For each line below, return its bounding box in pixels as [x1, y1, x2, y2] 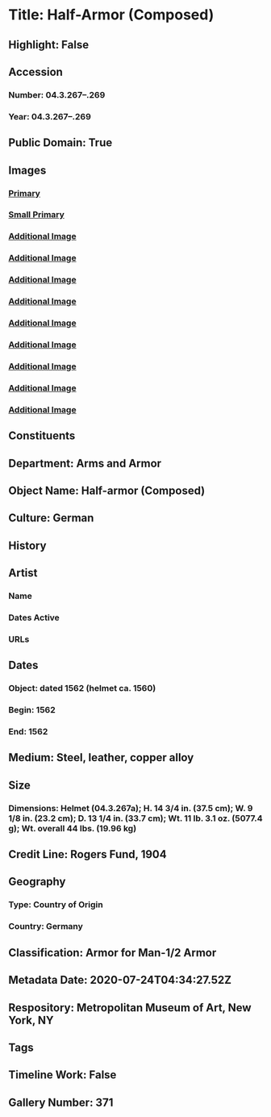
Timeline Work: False [8, 1068, 117, 1082]
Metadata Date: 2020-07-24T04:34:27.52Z [8, 973, 232, 987]
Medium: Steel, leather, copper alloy [8, 751, 194, 764]
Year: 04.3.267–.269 [8, 111, 91, 122]
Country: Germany [8, 921, 83, 932]
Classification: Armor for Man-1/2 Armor [8, 946, 217, 960]
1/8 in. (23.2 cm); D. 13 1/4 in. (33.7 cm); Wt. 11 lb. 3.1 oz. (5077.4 [8, 813, 263, 824]
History [8, 538, 47, 552]
